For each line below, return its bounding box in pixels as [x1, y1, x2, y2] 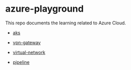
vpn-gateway [12, 39, 41, 46]
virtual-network [12, 49, 46, 55]
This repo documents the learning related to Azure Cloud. [5, 20, 126, 26]
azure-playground [5, 3, 84, 15]
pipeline [12, 59, 30, 65]
